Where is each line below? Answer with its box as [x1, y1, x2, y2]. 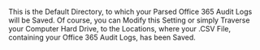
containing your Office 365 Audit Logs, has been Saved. [8, 32, 197, 42]
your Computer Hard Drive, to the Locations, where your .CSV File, [8, 24, 232, 33]
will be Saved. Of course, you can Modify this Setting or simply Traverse [8, 15, 250, 25]
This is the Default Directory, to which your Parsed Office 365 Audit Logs [8, 7, 253, 16]
